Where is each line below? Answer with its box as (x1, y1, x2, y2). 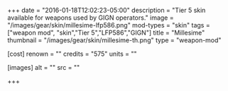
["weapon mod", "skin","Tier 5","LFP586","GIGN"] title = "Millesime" (7, 28, 205, 37)
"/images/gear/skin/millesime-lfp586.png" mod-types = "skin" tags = (7, 21, 211, 29)
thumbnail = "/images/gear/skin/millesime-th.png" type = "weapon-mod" (7, 36, 222, 44)
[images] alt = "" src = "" (7, 63, 80, 71)
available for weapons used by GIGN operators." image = (7, 13, 174, 22)
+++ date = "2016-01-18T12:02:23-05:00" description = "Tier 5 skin (7, 6, 206, 14)
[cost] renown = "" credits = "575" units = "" (7, 49, 137, 58)
